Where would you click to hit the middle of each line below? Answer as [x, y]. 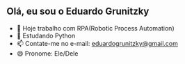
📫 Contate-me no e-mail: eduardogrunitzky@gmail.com [97, 43]
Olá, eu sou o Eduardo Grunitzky [78, 11]
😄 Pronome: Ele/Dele [47, 53]
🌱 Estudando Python [46, 35]
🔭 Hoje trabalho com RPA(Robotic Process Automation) [95, 28]
